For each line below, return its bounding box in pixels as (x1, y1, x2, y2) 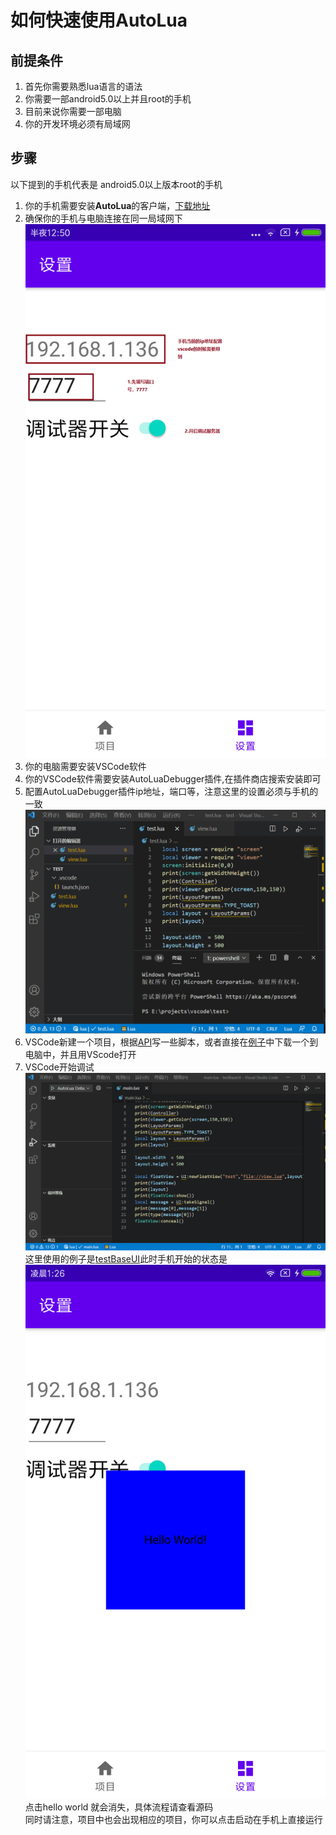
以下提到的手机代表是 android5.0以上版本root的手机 (10, 178, 223, 190)
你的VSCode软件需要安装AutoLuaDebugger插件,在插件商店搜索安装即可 (24, 772, 322, 785)
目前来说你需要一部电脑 (24, 106, 122, 117)
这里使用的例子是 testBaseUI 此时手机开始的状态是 (24, 1253, 228, 1265)
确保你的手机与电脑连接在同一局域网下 (24, 212, 183, 224)
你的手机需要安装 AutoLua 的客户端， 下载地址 (24, 199, 211, 211)
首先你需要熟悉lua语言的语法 (24, 81, 143, 92)
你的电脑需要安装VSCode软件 (24, 760, 147, 772)
